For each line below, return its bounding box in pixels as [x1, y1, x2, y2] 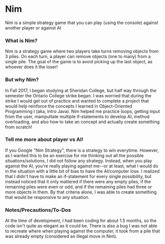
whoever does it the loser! [5, 64, 58, 70]
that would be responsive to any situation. [5, 194, 90, 200]
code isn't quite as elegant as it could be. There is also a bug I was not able [5, 223, 158, 229]
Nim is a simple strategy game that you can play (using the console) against [5, 20, 159, 26]
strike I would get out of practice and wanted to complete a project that [5, 98, 149, 104]
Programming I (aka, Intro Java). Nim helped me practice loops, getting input [5, 108, 160, 114]
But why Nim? [5, 76, 39, 83]
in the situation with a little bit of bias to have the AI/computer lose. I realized [5, 168, 160, 174]
